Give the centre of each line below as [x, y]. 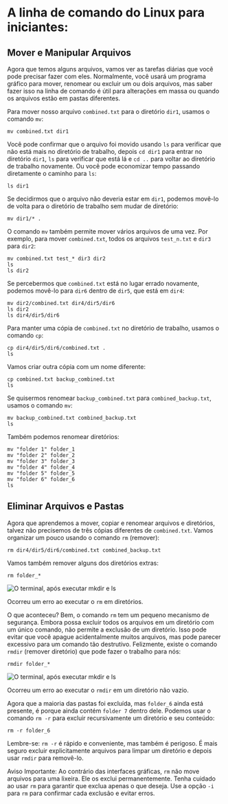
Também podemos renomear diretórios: [63, 437]
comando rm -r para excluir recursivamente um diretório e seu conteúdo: [111, 718]
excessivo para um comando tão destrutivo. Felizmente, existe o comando [112, 644]
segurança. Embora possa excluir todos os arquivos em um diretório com [111, 622]
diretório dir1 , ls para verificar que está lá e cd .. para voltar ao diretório [111, 159]
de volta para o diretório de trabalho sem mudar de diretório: [93, 206]
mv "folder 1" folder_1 [41, 449]
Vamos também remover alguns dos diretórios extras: [83, 563]
